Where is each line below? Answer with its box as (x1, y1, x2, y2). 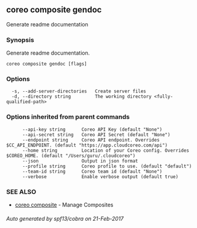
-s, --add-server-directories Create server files (11, 88, 147, 95)
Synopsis (6, 35, 34, 44)
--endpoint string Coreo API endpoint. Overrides (22, 137, 160, 143)
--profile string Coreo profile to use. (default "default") (22, 163, 192, 169)
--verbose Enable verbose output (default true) (22, 173, 179, 179)
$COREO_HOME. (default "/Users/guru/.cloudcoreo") (6, 152, 136, 158)
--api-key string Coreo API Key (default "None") (22, 126, 163, 133)
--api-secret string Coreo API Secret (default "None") (22, 131, 171, 137)
